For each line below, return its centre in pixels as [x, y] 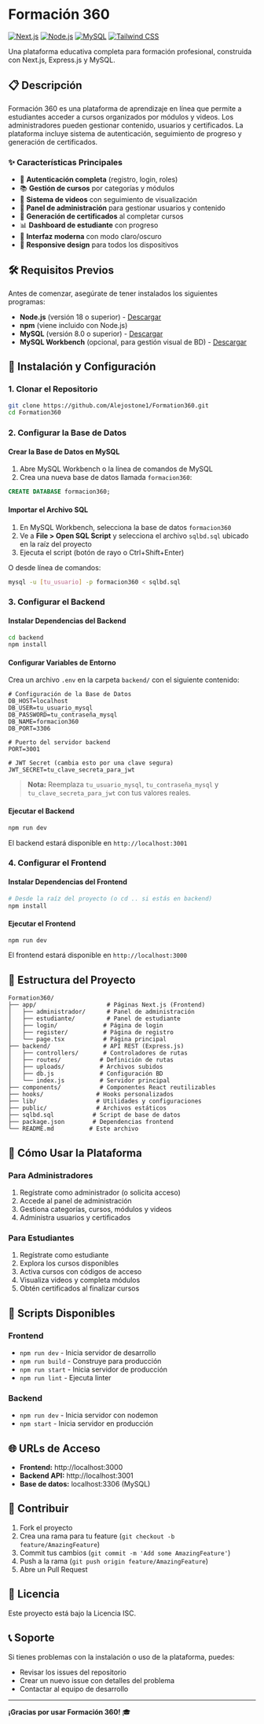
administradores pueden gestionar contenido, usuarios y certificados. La [126, 125]
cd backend [26, 637]
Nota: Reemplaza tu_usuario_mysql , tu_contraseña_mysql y [123, 785]
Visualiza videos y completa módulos [80, 1280]
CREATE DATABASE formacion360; [59, 492]
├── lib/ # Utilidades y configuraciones [105, 1101]
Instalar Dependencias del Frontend [68, 882]
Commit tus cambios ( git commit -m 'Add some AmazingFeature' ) [125, 1553]
